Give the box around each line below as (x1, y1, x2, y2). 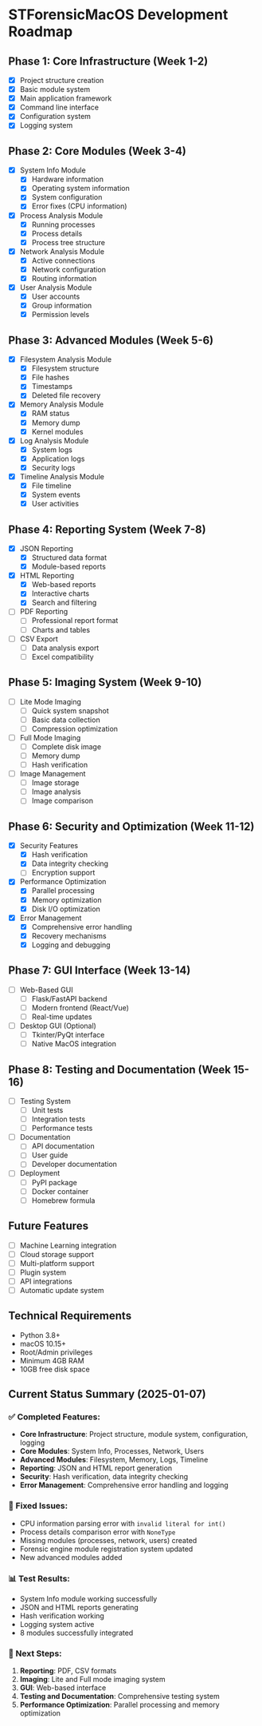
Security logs (31, 462, 76, 472)
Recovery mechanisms (31, 930, 107, 940)
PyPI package (31, 1177, 77, 1187)
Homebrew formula (31, 1196, 96, 1205)
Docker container (31, 1186, 89, 1196)
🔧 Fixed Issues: (8, 1500, 68, 1511)
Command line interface (19, 102, 100, 113)
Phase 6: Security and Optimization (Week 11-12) (8, 819, 255, 833)
